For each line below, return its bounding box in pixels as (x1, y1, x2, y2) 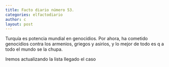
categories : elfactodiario (5, 12, 63, 17)
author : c (5, 17, 27, 22)
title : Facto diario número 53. (5, 7, 74, 13)
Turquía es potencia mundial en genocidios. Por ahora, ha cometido (5, 36, 148, 42)
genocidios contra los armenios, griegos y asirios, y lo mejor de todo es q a (5, 41, 164, 47)
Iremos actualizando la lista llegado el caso (5, 56, 96, 62)
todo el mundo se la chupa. (5, 46, 63, 52)
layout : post (5, 21, 33, 27)
